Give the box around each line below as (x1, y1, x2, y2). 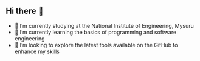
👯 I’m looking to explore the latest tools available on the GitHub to (14, 41, 178, 48)
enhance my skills (14, 48, 60, 55)
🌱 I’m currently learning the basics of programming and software (14, 28, 177, 36)
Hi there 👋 (5, 6, 44, 16)
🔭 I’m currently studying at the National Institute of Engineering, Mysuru (14, 22, 194, 29)
